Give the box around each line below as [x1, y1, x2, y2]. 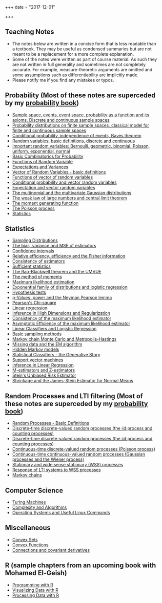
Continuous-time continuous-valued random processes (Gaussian [12, 452, 145, 457]
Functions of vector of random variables [12, 174, 93, 180]
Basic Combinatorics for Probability [12, 153, 84, 159]
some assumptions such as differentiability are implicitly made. [12, 72, 139, 78]
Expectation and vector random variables [12, 184, 95, 190]
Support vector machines [12, 357, 63, 363]
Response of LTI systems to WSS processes [12, 467, 101, 473]
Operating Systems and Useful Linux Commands [12, 510, 110, 516]
